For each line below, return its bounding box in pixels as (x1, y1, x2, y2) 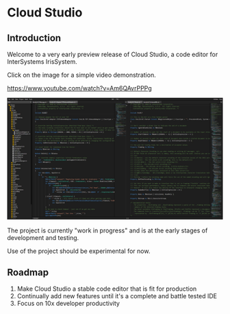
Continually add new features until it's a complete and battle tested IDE (16, 292, 218, 300)
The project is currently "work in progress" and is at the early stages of (7, 226, 208, 234)
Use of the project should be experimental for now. (7, 247, 151, 255)
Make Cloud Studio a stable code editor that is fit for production (16, 285, 197, 293)
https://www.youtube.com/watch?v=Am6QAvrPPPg (7, 84, 152, 92)
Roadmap (7, 266, 49, 278)
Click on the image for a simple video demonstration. (7, 71, 156, 79)
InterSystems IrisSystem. (7, 58, 77, 66)
